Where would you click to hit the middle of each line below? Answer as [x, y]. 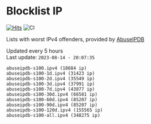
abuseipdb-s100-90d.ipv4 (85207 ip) [52, 105]
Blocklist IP [34, 11]
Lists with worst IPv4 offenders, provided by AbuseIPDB [75, 39]
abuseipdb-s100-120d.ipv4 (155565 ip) [55, 110]
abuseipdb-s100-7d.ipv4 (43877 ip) [51, 89]
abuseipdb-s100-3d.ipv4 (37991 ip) [51, 84]
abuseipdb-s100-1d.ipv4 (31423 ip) [51, 73]
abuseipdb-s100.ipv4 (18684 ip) [46, 68]
